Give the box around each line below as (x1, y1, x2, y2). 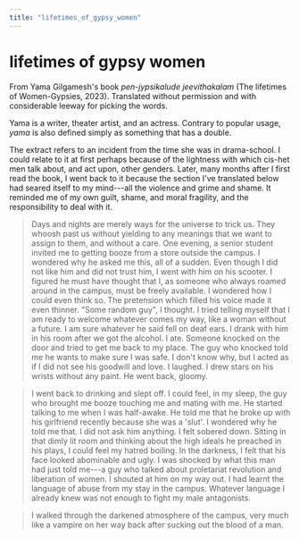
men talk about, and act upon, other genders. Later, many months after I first (9, 163, 291, 174)
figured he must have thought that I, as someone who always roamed (30, 275, 287, 286)
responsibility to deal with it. (9, 201, 113, 212)
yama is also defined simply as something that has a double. (9, 127, 232, 138)
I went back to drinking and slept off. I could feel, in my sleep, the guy (30, 388, 287, 399)
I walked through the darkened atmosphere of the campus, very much (30, 510, 289, 520)
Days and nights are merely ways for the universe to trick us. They (30, 218, 276, 229)
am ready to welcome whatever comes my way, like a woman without (30, 314, 287, 324)
